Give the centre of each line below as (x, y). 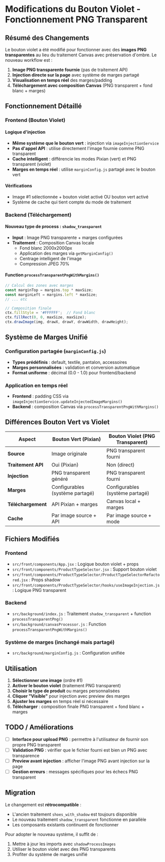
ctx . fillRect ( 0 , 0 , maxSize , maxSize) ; (46, 317)
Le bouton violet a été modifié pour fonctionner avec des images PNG (76, 50)
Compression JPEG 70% (44, 264)
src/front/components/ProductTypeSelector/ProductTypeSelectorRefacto (86, 575)
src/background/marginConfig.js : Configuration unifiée (69, 653)
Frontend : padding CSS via (40, 396)
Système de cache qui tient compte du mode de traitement (72, 202)
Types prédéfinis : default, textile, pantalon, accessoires (69, 362)
